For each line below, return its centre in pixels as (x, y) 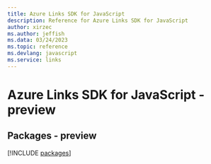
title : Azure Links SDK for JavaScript (66, 14)
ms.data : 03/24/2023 (38, 40)
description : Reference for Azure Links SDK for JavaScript (98, 20)
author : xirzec (30, 27)
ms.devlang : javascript (42, 54)
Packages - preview (52, 136)
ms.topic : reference (38, 47)
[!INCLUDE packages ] (39, 153)
